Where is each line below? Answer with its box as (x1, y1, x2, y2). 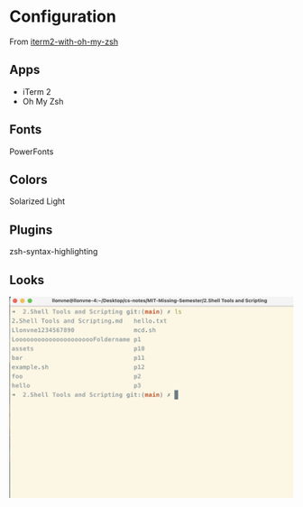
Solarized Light (9, 196, 66, 207)
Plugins (9, 222, 53, 237)
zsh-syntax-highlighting (9, 246, 98, 257)
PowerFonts (9, 146, 54, 157)
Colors (9, 171, 48, 187)
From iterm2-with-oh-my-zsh (9, 36, 119, 47)
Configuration (9, 6, 117, 27)
